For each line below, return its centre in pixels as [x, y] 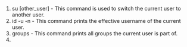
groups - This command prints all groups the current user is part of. [95, 33]
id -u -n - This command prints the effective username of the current [96, 21]
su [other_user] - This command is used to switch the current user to [96, 9]
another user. [28, 15]
